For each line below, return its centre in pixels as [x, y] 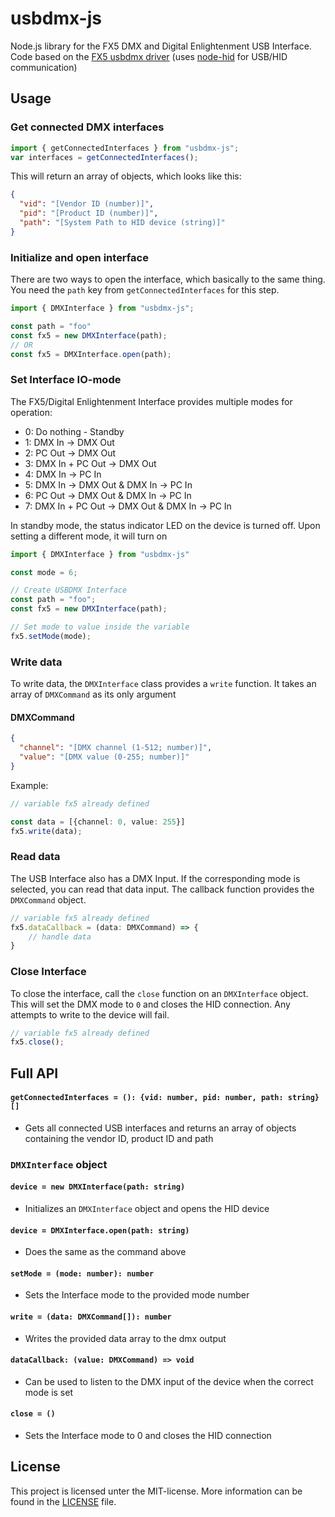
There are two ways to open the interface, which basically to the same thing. [168, 279]
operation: [31, 412]
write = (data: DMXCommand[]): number [91, 1317]
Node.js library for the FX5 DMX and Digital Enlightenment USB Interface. [161, 46]
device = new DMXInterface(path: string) [98, 1187]
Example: [29, 785]
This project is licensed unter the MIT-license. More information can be [156, 1491]
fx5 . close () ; [37, 1042]
